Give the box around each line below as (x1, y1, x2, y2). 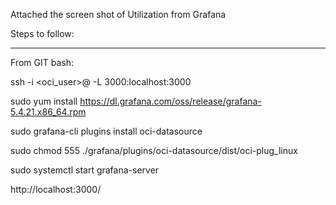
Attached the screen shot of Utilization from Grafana (10, 9, 227, 20)
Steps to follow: (10, 28, 75, 39)
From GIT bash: (10, 57, 74, 68)
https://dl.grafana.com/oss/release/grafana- (79, 95, 262, 107)
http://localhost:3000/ (10, 184, 102, 195)
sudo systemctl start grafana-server (10, 164, 160, 176)
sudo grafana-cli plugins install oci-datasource (10, 125, 203, 137)
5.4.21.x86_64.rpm (10, 106, 87, 118)
